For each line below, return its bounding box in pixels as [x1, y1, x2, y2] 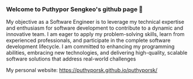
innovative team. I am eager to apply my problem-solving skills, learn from [6, 31, 185, 38]
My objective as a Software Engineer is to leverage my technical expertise [6, 19, 184, 26]
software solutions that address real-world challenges [6, 55, 136, 63]
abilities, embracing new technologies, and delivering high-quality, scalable [6, 49, 188, 56]
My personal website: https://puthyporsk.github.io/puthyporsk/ [6, 67, 158, 74]
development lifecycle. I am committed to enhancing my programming [6, 43, 175, 50]
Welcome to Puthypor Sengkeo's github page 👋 [6, 5, 143, 13]
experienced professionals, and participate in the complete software [6, 37, 171, 44]
